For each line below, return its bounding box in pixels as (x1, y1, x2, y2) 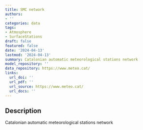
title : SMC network (5, 7, 45, 12)
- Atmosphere (5, 30, 32, 35)
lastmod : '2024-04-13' (5, 52, 51, 57)
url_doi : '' (9, 75, 34, 80)
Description (5, 107, 41, 115)
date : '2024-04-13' (5, 48, 45, 53)
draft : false (5, 39, 32, 44)
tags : (5, 25, 16, 30)
